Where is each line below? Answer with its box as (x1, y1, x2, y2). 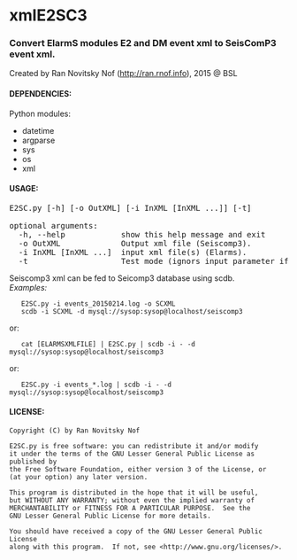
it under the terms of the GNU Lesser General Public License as (9, 449, 255, 459)
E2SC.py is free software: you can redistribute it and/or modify (9, 442, 259, 451)
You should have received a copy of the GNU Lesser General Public (9, 527, 263, 536)
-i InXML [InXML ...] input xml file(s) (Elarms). (18, 247, 247, 257)
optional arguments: (9, 221, 99, 230)
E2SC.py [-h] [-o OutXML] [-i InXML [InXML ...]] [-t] (9, 203, 252, 213)
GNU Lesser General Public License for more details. (9, 511, 212, 521)
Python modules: (9, 108, 71, 119)
